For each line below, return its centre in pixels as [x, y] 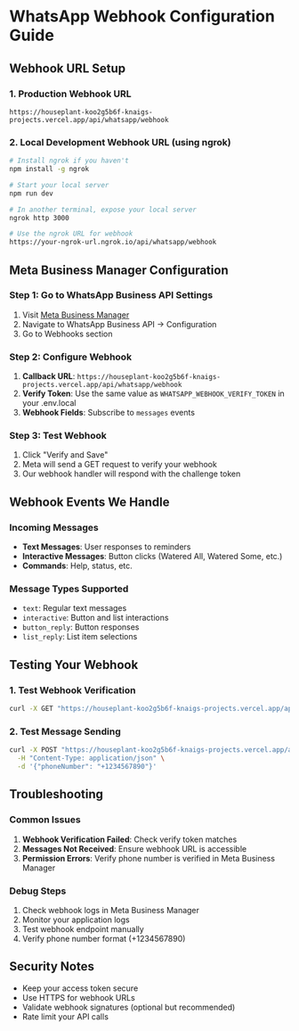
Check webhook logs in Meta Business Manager [111, 910]
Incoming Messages [54, 527]
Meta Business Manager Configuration [119, 270]
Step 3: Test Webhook [58, 436]
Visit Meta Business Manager [76, 315]
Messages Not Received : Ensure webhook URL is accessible [134, 848]
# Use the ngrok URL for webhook [71, 234]
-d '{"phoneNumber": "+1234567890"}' [87, 767]
